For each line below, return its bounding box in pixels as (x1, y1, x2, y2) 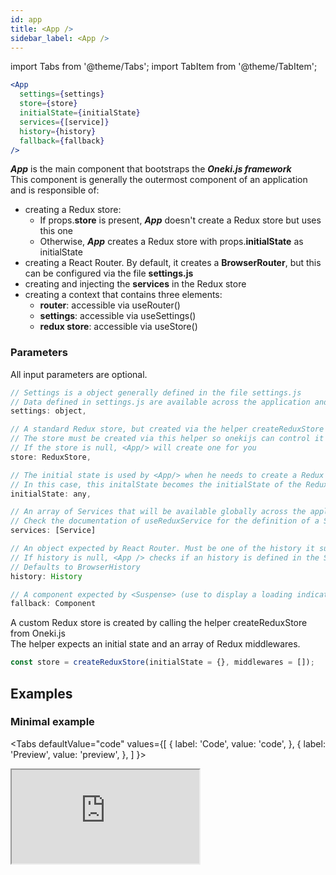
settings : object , (10, 406, 87, 416)
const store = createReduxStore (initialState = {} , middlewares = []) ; (10, 657, 315, 668)
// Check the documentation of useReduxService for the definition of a (10, 516, 320, 526)
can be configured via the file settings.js (24, 267, 194, 280)
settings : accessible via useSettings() (39, 310, 197, 322)
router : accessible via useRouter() (39, 299, 181, 311)
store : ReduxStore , (10, 452, 92, 462)
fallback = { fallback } (19, 136, 105, 146)
